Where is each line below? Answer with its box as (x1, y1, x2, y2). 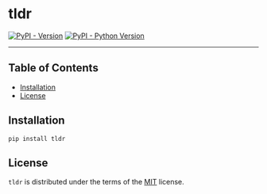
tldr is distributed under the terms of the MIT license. (8, 177, 184, 187)
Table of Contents (8, 61, 99, 75)
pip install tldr (8, 135, 66, 143)
